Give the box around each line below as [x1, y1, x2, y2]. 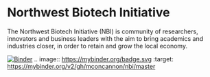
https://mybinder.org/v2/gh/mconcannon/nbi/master [7, 62, 156, 70]
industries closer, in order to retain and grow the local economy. [7, 42, 187, 50]
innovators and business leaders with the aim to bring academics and [7, 34, 204, 42]
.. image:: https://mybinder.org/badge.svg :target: [34, 55, 174, 63]
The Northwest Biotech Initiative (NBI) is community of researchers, [7, 27, 198, 35]
